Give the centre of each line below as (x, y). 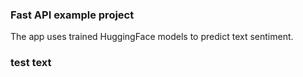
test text (31, 63)
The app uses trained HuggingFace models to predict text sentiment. (152, 37)
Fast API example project (72, 15)
